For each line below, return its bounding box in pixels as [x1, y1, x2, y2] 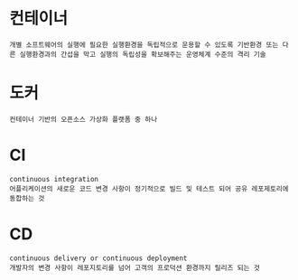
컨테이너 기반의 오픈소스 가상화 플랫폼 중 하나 [9, 115, 158, 124]
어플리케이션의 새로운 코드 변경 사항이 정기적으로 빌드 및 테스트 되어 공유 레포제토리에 [9, 184, 289, 193]
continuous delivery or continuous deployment [9, 254, 188, 263]
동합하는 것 [9, 193, 45, 203]
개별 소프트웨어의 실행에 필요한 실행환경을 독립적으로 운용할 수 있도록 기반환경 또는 [9, 40, 279, 50]
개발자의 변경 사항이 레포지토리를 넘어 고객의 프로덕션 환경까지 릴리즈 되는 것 [9, 263, 260, 272]
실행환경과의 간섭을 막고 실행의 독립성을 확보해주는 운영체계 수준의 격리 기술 [19, 50, 266, 59]
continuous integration [9, 174, 99, 183]
